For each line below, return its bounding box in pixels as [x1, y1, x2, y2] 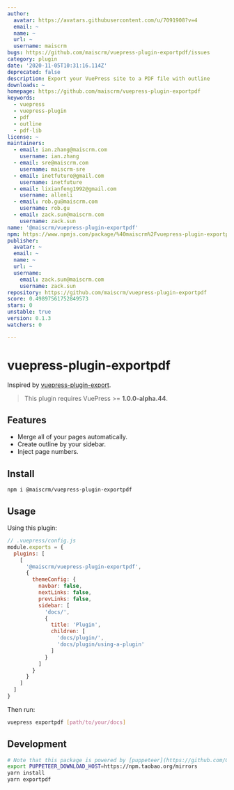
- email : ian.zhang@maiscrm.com [13, 146, 108, 153]
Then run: [7, 705, 36, 713]
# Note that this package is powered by [7, 757, 127, 764]
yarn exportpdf [7, 776, 52, 783]
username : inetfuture [19, 178, 82, 185]
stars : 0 [7, 302, 33, 309]
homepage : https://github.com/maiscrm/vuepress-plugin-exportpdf [7, 88, 201, 95]
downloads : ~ [7, 82, 45, 89]
